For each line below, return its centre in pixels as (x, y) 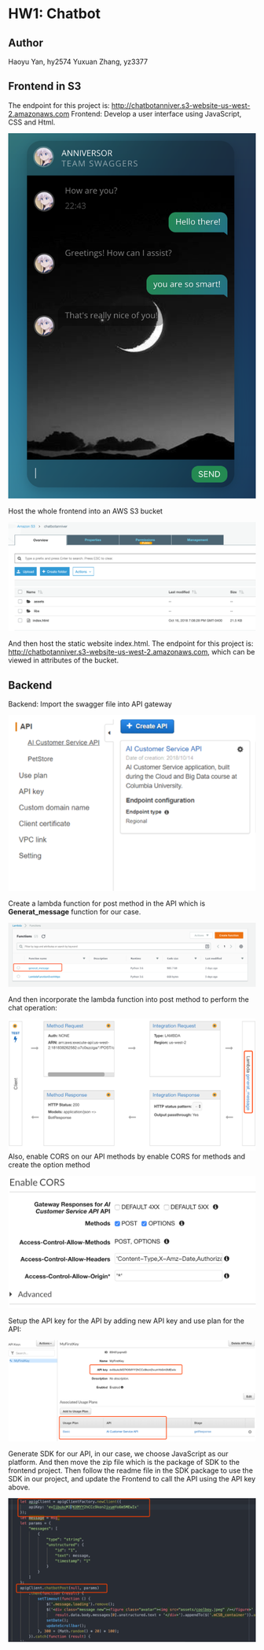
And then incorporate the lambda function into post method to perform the (128, 999)
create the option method (49, 1164)
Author (26, 43)
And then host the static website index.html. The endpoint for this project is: (131, 643)
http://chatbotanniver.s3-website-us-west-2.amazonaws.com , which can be (132, 652)
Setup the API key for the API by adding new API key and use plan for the (126, 1321)
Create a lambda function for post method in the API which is (107, 903)
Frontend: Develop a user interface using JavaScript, (156, 113)
